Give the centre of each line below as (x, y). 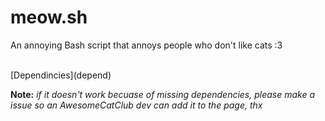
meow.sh (49, 17)
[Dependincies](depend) (61, 75)
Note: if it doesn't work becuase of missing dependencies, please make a (163, 94)
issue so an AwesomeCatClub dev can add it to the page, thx (136, 105)
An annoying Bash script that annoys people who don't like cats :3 (146, 45)
